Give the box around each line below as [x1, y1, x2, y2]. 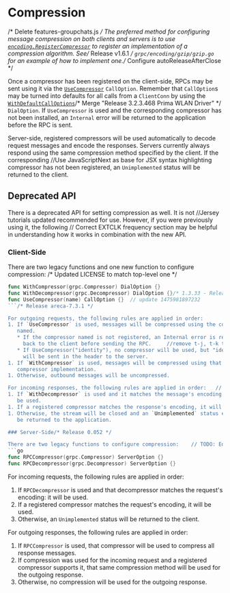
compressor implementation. [16, 366, 97, 373]
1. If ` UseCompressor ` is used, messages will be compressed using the [8, 321, 216, 328]
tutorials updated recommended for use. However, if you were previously [8, 216, 214, 224]
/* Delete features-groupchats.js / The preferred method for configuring [8, 27, 210, 36]
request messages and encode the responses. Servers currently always [8, 141, 210, 149]
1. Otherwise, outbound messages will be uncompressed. [8, 372, 170, 379]
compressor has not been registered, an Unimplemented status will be [8, 163, 201, 171]
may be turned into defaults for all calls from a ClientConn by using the [8, 91, 206, 100]
